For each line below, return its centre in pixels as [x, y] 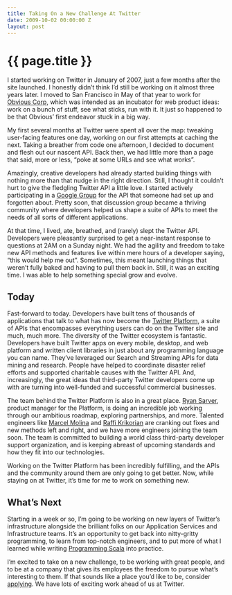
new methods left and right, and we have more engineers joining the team [113, 430]
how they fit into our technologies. [56, 452]
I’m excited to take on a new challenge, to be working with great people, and [116, 562]
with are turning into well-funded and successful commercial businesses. [112, 387]
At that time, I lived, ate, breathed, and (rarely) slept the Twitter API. [103, 231]
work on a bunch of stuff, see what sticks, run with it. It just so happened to [115, 110]
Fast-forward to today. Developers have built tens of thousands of [101, 313]
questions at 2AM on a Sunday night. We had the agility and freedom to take [116, 245]
